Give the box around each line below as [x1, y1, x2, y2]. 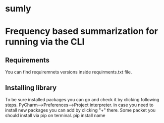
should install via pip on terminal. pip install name [5, 113, 106, 118]
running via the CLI [5, 36, 85, 48]
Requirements [5, 56, 50, 64]
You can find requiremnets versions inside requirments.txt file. [5, 69, 132, 75]
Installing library [5, 83, 57, 92]
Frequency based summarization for [5, 26, 158, 37]
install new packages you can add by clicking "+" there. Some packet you [5, 107, 156, 113]
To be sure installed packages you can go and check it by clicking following [5, 97, 160, 102]
